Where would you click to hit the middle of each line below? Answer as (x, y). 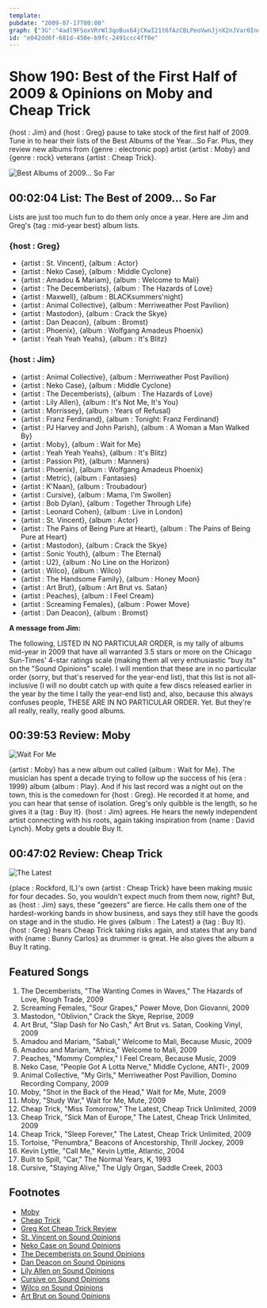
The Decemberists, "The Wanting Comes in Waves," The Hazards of (132, 991)
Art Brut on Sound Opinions (65, 1295)
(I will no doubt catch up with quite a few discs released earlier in (145, 685)
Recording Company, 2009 (65, 1084)
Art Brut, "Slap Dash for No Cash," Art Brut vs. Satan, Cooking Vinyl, (131, 1025)
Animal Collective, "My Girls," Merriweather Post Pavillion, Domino (128, 1075)
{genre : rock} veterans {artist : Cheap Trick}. (83, 158)
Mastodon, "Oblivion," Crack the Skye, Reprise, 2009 (107, 1016)
